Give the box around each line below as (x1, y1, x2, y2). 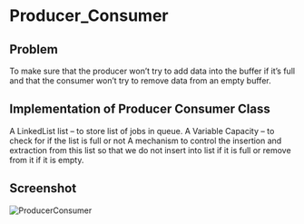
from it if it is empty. (9, 154, 84, 165)
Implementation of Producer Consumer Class (9, 102, 270, 117)
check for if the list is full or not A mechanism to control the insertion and (9, 135, 282, 146)
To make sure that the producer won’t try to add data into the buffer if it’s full (9, 65, 296, 76)
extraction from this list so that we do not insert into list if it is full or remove (9, 144, 292, 155)
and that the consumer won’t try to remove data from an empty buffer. (9, 75, 271, 86)
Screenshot (9, 180, 77, 196)
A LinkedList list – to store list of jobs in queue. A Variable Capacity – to (9, 125, 275, 136)
